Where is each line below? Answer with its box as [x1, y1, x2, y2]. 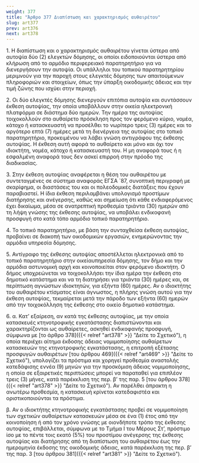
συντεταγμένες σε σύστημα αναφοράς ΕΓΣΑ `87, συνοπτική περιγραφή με [6, 177, 191, 185]
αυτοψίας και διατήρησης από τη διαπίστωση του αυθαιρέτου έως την [6, 437, 181, 445]
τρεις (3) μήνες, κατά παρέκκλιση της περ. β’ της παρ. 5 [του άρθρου [6, 376, 178, 383]
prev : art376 [6, 25, 39, 31]
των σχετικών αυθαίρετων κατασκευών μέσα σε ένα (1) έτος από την [6, 413, 178, 420]
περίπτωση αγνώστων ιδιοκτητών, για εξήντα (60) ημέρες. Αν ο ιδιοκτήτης [6, 283, 192, 290]
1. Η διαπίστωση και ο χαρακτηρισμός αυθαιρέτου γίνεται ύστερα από [6, 47, 179, 54]
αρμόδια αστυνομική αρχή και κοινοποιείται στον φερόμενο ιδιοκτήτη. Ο [6, 264, 185, 271]
